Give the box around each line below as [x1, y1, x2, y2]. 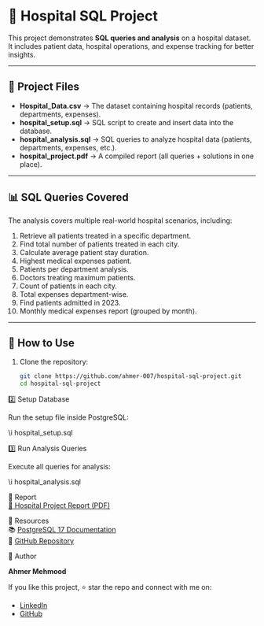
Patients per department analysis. [19, 264, 129, 274]
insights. [8, 50, 36, 59]
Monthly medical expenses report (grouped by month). [19, 306, 198, 316]
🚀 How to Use [8, 336, 75, 350]
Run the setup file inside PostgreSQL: [8, 413, 130, 422]
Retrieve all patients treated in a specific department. [19, 231, 192, 240]
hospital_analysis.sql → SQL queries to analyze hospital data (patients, [19, 134, 253, 144]
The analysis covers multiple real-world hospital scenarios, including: [8, 216, 233, 225]
